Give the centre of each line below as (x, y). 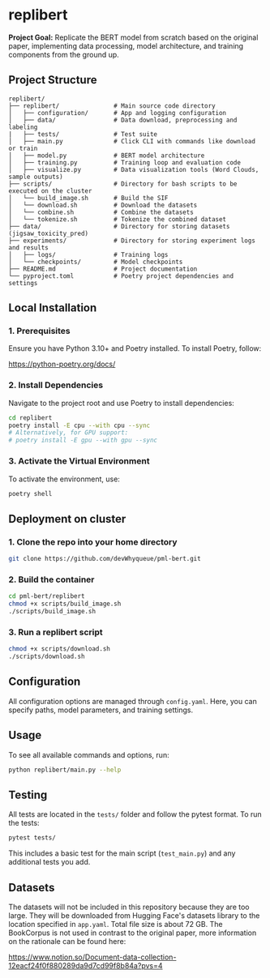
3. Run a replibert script (56, 632)
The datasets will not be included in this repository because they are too (129, 907)
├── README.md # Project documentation (103, 269)
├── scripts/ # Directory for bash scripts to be (123, 184)
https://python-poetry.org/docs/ (62, 364)
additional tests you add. (49, 862)
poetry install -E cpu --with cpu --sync (79, 425)
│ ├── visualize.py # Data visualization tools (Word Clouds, (134, 169)
